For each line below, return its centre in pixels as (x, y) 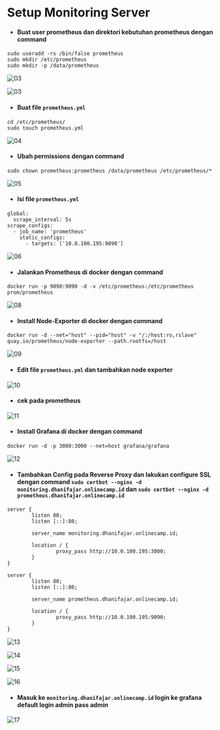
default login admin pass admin (63, 705)
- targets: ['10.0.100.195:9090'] (74, 244)
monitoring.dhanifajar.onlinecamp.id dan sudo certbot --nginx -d (113, 489)
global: (18, 214)
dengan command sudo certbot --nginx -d (79, 481)
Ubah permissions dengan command (70, 156)
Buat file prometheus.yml (51, 107)
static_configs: (43, 238)
